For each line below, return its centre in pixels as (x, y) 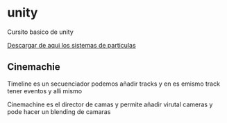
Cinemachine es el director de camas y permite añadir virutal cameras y (110, 104)
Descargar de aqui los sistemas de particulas (72, 45)
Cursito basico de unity (41, 32)
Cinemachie (34, 67)
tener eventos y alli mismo (44, 91)
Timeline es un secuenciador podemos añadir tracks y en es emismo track (114, 84)
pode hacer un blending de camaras (59, 111)
